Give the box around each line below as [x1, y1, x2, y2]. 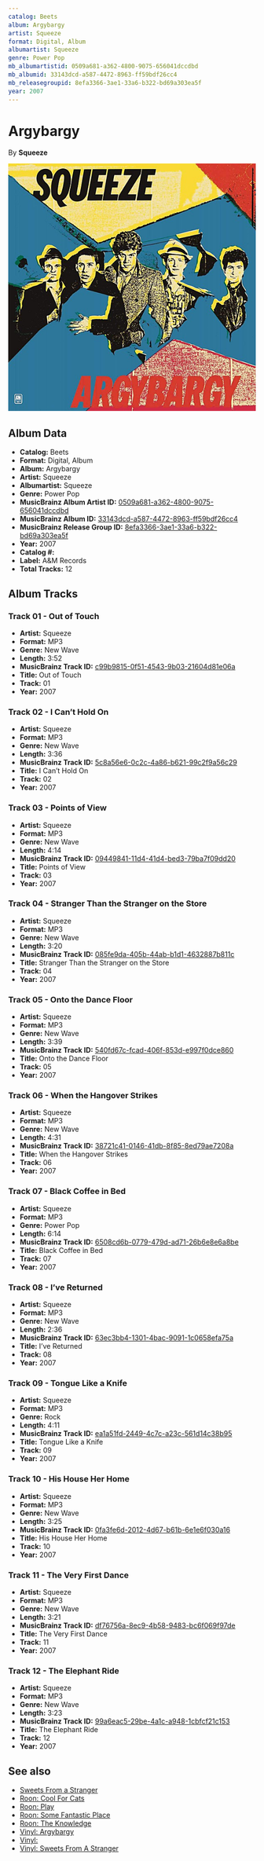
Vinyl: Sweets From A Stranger [19, 1844, 119, 1853]
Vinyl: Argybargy [19, 1827, 75, 1837]
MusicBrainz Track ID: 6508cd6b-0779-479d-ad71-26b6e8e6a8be [19, 1237, 240, 1247]
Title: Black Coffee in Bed [19, 1245, 104, 1255]
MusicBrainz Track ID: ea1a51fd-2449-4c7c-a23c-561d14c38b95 [19, 1429, 233, 1438]
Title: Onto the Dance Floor [19, 1053, 108, 1064]
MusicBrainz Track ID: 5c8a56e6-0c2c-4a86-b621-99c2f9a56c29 [19, 758, 238, 767]
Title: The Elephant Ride [19, 1725, 98, 1735]
